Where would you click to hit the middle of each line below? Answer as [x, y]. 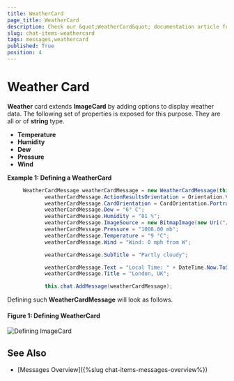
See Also [27, 353]
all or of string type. [36, 121]
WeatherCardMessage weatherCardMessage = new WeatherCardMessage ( [121, 190]
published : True [31, 46]
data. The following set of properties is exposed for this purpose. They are [114, 114]
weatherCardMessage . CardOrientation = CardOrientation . [127, 203]
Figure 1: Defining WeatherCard [54, 316]
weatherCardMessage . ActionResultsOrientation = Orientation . [135, 197]
